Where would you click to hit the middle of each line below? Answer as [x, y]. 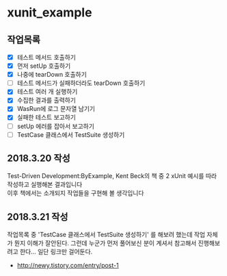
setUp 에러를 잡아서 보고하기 [55, 126]
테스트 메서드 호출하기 [46, 57]
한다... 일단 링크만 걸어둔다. [56, 252]
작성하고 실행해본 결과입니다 [45, 185]
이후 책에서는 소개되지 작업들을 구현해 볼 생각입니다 [76, 193]
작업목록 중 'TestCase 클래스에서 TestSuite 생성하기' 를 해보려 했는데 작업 [106, 235]
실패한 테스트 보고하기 [46, 117]
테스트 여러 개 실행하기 [47, 92]
